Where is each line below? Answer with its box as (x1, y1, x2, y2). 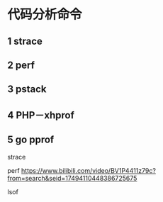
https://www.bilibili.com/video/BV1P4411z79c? (21, 166, 156, 174)
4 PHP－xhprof (7, 109, 74, 121)
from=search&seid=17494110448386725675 (7, 174, 137, 182)
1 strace (7, 35, 43, 47)
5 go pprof (7, 134, 55, 146)
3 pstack (7, 83, 47, 96)
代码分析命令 (7, 6, 83, 23)
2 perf (7, 59, 35, 71)
